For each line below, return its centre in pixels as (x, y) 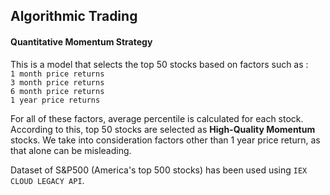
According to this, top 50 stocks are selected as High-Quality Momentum (163, 129)
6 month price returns (57, 91)
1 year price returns (55, 100)
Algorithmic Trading (74, 16)
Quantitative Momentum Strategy (81, 41)
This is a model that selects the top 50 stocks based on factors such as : (159, 64)
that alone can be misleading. (71, 150)
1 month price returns (57, 74)
